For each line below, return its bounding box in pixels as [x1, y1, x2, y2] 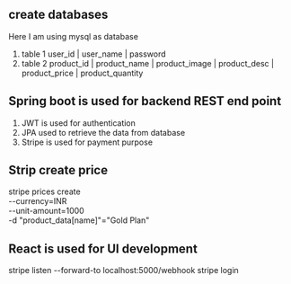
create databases [8, 7, 109, 22]
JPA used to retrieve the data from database [21, 127, 186, 138]
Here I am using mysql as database [8, 31, 138, 41]
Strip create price [8, 163, 109, 178]
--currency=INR [8, 196, 67, 207]
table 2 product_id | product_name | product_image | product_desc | [21, 58, 275, 68]
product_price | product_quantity [21, 67, 144, 78]
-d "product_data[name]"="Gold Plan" [8, 215, 150, 226]
